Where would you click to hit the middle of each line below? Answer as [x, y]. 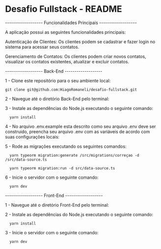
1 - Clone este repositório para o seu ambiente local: [58, 81]
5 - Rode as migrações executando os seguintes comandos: [66, 146]
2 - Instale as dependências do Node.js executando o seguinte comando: [79, 214]
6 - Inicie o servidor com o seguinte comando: [52, 177]
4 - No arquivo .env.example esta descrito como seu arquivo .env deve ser [80, 126]
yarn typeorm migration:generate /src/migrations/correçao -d [74, 155]
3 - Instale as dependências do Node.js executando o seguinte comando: [79, 108]
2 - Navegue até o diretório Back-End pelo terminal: [57, 99]
